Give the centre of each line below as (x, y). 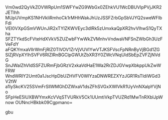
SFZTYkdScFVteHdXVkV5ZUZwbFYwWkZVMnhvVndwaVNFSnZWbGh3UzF (84, 39)
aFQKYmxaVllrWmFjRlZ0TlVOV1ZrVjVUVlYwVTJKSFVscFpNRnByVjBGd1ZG (82, 50)
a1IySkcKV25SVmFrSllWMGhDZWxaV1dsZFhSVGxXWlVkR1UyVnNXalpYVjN (83, 86)
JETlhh (13, 12)
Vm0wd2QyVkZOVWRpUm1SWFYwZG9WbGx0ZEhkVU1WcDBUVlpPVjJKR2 (83, 7)
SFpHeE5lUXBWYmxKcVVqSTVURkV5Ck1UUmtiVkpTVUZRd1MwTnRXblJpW (84, 97)
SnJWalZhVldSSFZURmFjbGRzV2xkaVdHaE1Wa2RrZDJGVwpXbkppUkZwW (83, 65)
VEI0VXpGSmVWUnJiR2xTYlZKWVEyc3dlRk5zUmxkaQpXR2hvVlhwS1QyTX (84, 28)
